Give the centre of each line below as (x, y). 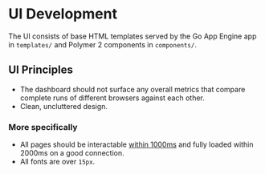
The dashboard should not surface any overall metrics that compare (132, 89)
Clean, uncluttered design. (64, 106)
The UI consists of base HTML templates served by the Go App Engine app (132, 36)
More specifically (43, 127)
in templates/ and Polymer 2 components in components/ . (102, 44)
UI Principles (41, 70)
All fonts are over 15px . (57, 162)
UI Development (63, 14)
